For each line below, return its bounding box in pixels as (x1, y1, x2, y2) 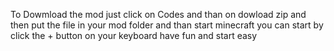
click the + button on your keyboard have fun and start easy (10, 30, 258, 41)
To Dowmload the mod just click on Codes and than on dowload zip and (10, 9, 307, 20)
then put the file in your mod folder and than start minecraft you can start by (10, 19, 324, 31)
